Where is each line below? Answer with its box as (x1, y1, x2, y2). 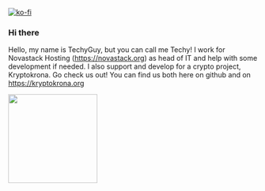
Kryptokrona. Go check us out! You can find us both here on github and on (8, 70, 252, 80)
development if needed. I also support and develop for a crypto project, (8, 62, 241, 71)
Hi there (8, 27, 40, 38)
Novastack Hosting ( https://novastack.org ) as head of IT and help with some (8, 54, 258, 63)
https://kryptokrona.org (8, 79, 85, 88)
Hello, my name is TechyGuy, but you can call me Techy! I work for (8, 45, 225, 54)
